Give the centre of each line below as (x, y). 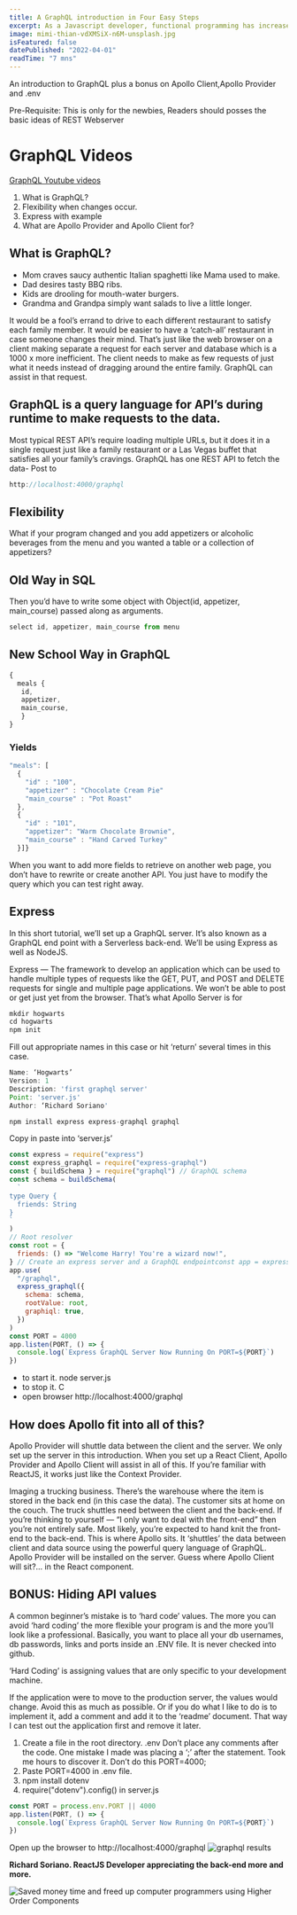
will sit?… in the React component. (72, 1567)
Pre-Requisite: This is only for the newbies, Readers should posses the (138, 110)
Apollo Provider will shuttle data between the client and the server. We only (146, 1446)
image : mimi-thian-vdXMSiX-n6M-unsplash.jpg (92, 34)
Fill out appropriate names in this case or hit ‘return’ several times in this (140, 1047)
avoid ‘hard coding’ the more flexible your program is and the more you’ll (141, 1625)
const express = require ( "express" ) (76, 1155)
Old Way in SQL (52, 580)
